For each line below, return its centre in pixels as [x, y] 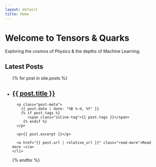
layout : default [21, 9]
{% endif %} [35, 121]
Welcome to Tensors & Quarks [67, 38]
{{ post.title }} [34, 93]
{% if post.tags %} [41, 113]
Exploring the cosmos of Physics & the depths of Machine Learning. [73, 51]
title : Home [17, 14]
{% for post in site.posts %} [40, 78]
